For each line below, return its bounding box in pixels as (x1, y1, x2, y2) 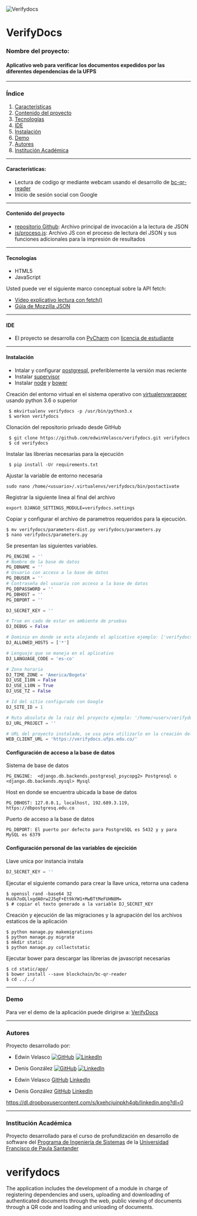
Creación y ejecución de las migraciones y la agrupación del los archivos (6, 911, 183, 918)
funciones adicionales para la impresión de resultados (14, 235, 145, 243)
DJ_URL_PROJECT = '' (6, 720, 57, 726)
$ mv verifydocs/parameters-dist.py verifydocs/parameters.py (6, 526, 161, 532)
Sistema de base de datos (6, 762, 69, 769)
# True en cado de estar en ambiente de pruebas (6, 618, 127, 624)
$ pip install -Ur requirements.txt (8, 461, 98, 468)
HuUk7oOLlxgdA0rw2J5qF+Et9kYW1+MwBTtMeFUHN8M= (6, 896, 122, 902)
